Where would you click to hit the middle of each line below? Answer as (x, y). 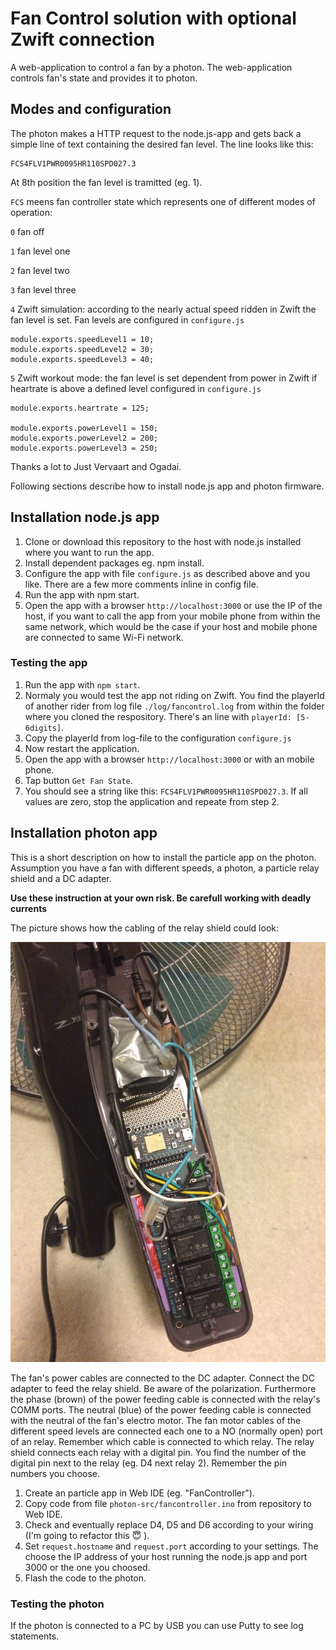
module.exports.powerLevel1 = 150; (84, 428)
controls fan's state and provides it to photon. (104, 78)
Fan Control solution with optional (153, 18)
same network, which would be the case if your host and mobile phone (171, 626)
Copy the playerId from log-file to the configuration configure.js (158, 738)
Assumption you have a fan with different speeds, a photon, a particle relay (165, 868)
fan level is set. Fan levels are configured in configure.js (127, 319)
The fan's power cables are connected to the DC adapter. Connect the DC (162, 1378)
